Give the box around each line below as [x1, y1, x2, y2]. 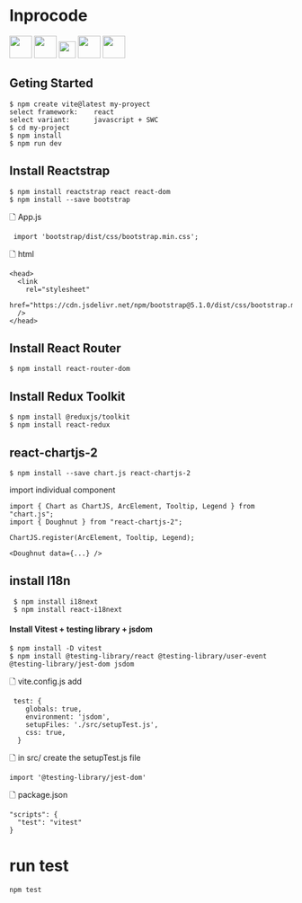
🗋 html [9, 248, 34, 259]
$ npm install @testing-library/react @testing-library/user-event [9, 652, 268, 661]
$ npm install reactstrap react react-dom [9, 187, 171, 196]
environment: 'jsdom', [25, 713, 111, 722]
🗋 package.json [9, 790, 68, 801]
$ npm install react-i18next [13, 605, 123, 614]
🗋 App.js [9, 211, 42, 222]
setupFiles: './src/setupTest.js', [25, 721, 159, 730]
